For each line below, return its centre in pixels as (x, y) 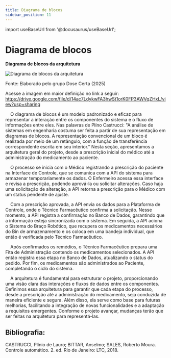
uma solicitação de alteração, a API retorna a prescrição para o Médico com (85, 189)
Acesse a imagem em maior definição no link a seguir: (62, 94)
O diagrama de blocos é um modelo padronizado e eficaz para (76, 114)
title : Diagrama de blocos (34, 10)
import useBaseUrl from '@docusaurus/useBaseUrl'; (60, 29)
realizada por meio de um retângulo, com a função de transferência (76, 141)
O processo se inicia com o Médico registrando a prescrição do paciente (87, 168)
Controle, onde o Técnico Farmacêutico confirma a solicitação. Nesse (79, 210)
